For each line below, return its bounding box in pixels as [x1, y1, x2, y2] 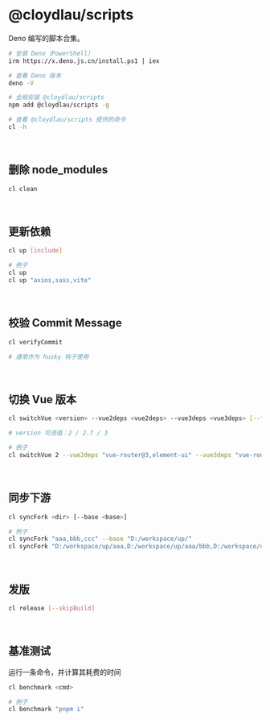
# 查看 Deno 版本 [8, 71, 62, 80]
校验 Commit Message [8, 316, 122, 330]
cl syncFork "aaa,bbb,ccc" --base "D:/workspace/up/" [8, 535, 193, 543]
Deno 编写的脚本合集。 [8, 33, 84, 43]
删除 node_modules [8, 163, 108, 177]
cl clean [8, 185, 38, 193]
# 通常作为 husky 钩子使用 [8, 352, 89, 360]
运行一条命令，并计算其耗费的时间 [8, 667, 121, 676]
